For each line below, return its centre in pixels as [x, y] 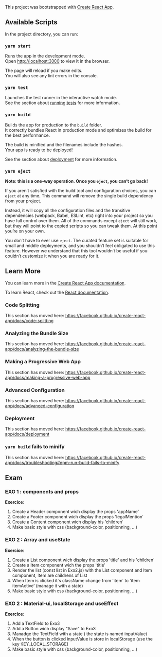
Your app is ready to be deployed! [39, 150]
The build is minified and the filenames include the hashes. [64, 144]
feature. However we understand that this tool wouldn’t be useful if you [76, 251]
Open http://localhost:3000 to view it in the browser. [57, 61]
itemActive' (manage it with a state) [48, 586]
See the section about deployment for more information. [61, 159]
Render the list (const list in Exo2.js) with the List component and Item [82, 570]
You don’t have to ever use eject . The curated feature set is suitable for [77, 240]
